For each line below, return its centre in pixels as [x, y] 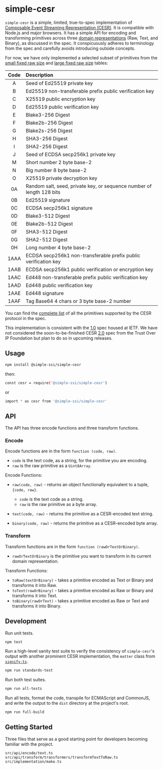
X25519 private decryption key [62, 178]
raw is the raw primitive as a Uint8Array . [52, 466]
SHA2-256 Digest [47, 146]
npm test [14, 642]
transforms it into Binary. [37, 606]
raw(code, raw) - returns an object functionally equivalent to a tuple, [80, 485]
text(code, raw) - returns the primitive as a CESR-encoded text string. [83, 514]
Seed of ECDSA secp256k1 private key [71, 154]
